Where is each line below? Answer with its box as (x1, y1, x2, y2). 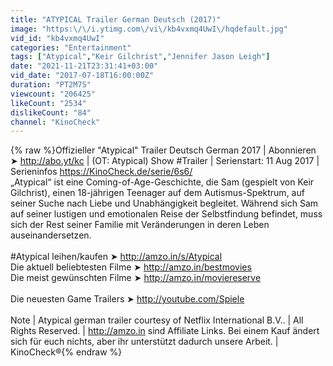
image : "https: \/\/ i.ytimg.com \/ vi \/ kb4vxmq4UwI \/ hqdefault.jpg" (10, 24, 288, 34)
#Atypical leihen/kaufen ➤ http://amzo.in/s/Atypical (10, 251, 223, 263)
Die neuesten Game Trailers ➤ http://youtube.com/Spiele (10, 293, 245, 305)
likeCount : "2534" (10, 98, 87, 108)
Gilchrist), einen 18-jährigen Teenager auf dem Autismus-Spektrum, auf (10, 187, 305, 199)
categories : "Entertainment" (10, 42, 132, 53)
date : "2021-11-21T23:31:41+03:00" (10, 61, 159, 71)
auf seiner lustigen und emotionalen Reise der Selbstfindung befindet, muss (10, 208, 323, 220)
